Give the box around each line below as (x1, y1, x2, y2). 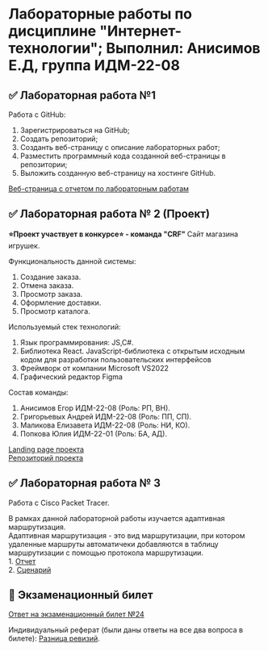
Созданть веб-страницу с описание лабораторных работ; (19, 143, 220, 152)
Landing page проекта (8, 444, 85, 454)
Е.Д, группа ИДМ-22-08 (8, 56, 180, 75)
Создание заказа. (19, 272, 82, 282)
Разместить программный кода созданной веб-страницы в (19, 151, 226, 161)
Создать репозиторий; (19, 134, 98, 144)
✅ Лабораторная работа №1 (8, 88, 156, 102)
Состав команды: (8, 387, 69, 397)
